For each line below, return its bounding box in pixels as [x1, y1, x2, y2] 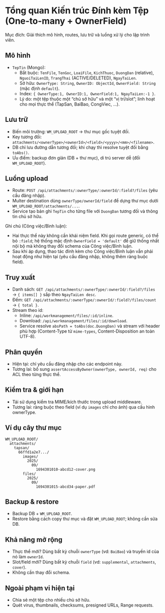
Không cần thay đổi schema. [12, 570, 70, 575]
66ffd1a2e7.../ [18, 450, 50, 455]
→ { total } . [12, 302, 39, 308]
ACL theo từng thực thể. [12, 372, 61, 377]
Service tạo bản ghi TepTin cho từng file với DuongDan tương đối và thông [12, 208, 158, 214]
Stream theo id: [12, 307, 44, 313]
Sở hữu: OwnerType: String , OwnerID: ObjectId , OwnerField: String [19, 80, 156, 86]
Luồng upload [5, 174, 48, 183]
